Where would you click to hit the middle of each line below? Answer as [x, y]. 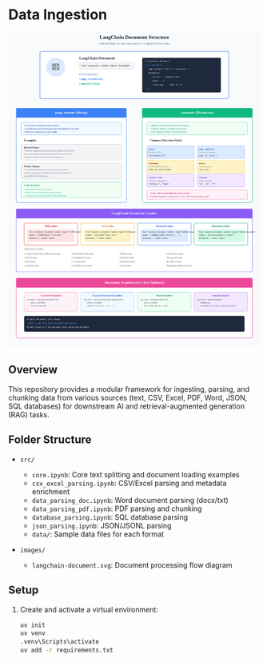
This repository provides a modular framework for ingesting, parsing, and [129, 389]
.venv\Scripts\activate [60, 642]
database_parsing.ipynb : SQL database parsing [110, 516]
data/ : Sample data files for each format [98, 534]
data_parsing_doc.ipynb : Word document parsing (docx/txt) [130, 500]
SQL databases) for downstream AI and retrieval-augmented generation [127, 406]
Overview [33, 370]
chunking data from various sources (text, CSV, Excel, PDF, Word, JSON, [128, 397]
